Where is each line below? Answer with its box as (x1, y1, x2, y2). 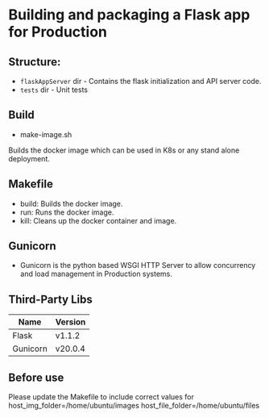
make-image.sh (19, 129, 72, 139)
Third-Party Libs (8, 292, 93, 306)
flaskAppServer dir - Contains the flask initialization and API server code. (19, 77, 262, 86)
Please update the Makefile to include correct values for (8, 392, 195, 402)
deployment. (8, 153, 50, 163)
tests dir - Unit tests (19, 85, 89, 94)
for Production (8, 23, 107, 41)
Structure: (8, 55, 61, 69)
